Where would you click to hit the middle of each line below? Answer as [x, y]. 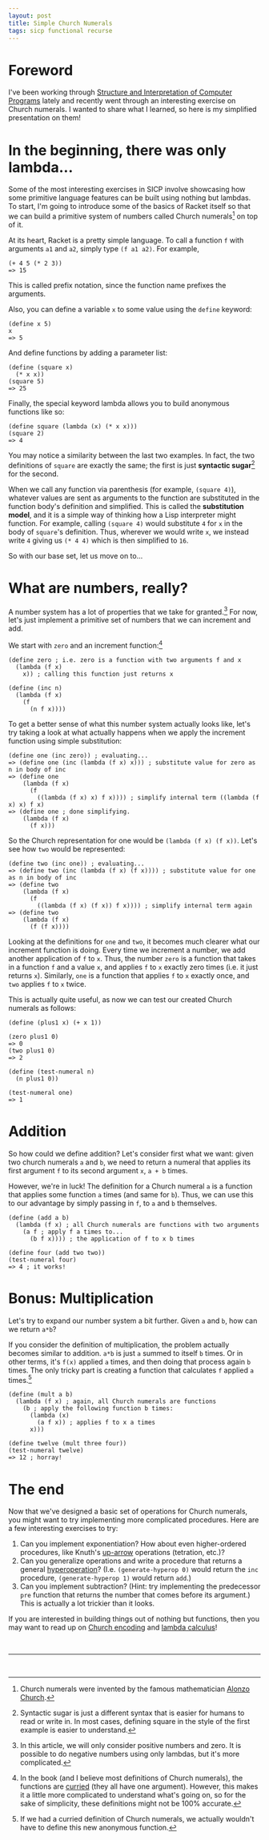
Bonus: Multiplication [81, 1298]
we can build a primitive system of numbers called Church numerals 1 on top [133, 215]
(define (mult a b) [41, 1395]
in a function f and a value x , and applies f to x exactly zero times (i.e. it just [133, 967]
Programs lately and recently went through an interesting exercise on [122, 101]
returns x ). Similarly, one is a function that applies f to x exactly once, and [129, 975]
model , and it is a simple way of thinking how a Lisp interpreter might [122, 515]
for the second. [34, 474]
